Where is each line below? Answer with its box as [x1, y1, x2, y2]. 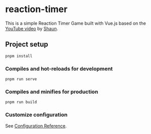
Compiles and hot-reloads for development [5, 65, 113, 72]
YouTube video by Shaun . [5, 25, 58, 31]
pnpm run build [5, 100, 37, 105]
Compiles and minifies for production [5, 88, 98, 95]
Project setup [5, 40, 49, 49]
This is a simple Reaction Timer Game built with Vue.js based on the [5, 20, 146, 26]
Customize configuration [5, 111, 68, 118]
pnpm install [5, 53, 33, 58]
